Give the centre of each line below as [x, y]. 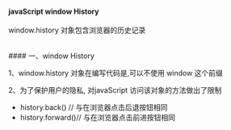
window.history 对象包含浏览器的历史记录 [77, 30]
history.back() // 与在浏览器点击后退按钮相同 [94, 107]
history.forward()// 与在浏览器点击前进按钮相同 [98, 118]
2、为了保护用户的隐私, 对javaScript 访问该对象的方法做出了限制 [115, 90]
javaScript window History [54, 11]
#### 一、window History [52, 56]
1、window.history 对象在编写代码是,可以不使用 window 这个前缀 [116, 73]
